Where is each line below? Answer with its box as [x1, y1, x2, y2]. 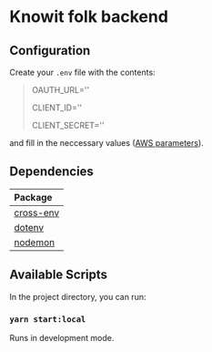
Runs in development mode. [9, 332, 115, 343]
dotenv [14, 221, 45, 233]
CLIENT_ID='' [31, 102, 83, 113]
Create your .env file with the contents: [9, 67, 156, 78]
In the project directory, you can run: [9, 291, 146, 302]
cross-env [14, 206, 60, 219]
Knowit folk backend [9, 6, 168, 27]
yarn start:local [9, 314, 86, 325]
